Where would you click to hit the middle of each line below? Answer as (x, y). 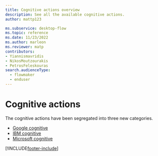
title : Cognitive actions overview (43, 10)
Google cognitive (30, 128)
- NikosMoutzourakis (27, 61)
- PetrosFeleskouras (27, 66)
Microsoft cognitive (32, 138)
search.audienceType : (28, 70)
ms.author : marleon (26, 42)
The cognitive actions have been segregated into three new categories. (79, 118)
